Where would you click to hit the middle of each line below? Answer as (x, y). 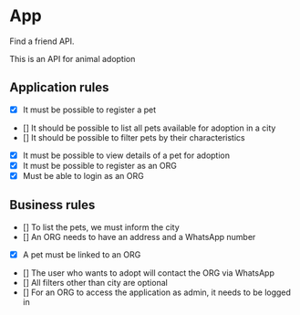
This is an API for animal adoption (72, 58)
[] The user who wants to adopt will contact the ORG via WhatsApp (149, 273)
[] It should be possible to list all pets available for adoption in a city (149, 128)
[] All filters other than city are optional (95, 282)
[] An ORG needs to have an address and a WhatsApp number (139, 236)
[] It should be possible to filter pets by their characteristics (134, 137)
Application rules (59, 88)
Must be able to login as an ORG (83, 175)
